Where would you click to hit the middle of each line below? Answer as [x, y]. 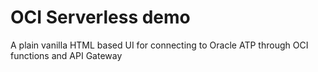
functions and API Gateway [66, 55]
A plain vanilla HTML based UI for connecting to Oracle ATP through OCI [159, 45]
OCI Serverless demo [100, 17]
